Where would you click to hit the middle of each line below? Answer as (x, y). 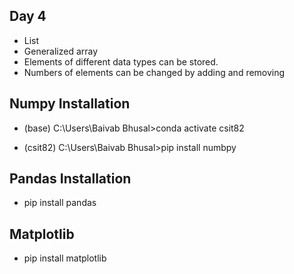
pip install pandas (60, 203)
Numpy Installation (70, 104)
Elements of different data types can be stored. (121, 61)
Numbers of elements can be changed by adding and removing (154, 72)
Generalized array (61, 51)
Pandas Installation (70, 179)
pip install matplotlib (65, 258)
